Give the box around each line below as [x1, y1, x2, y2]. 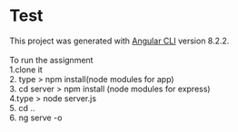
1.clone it [9, 64, 43, 75]
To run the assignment [9, 54, 94, 65]
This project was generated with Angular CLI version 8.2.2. [9, 35, 230, 46]
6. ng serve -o [9, 112, 63, 123]
